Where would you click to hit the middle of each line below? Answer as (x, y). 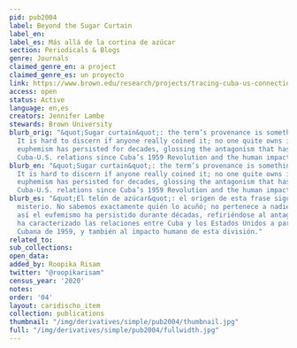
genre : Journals (39, 58)
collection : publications (57, 314)
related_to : (31, 240)
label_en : (27, 34)
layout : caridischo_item (55, 305)
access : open (33, 91)
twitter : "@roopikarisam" (57, 273)
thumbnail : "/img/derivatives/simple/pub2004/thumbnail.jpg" (124, 322)
